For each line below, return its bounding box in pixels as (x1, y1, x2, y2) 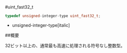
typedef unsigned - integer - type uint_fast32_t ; (5, 14, 101, 18)
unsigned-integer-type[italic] (12, 22, 70, 28)
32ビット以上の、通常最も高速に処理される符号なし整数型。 (5, 42, 125, 48)
